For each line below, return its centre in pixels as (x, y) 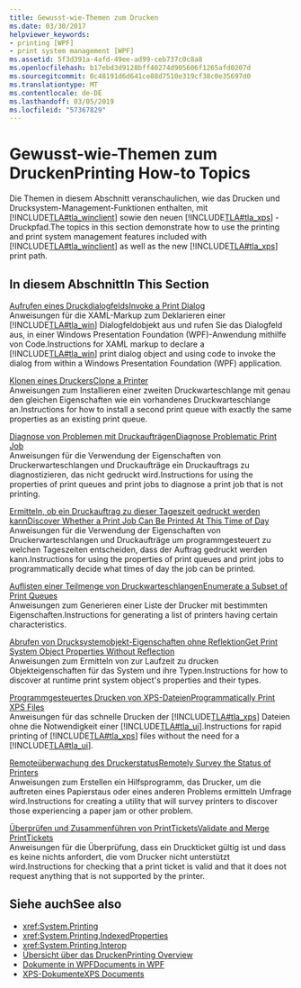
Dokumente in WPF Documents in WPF (93, 964)
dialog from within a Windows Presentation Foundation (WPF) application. (146, 363)
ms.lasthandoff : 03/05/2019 (62, 101)
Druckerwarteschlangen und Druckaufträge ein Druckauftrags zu (129, 465)
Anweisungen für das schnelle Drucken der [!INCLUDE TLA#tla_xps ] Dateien (150, 716)
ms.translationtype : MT (54, 85)
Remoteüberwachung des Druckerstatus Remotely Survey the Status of (140, 763)
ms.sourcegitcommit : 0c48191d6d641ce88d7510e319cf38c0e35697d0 (130, 77)
